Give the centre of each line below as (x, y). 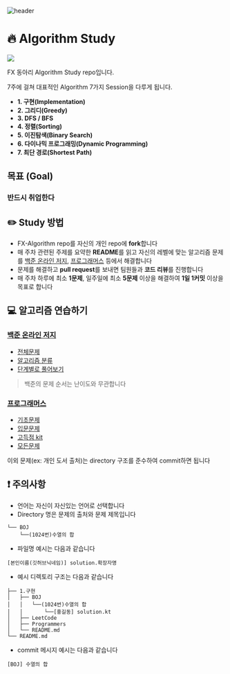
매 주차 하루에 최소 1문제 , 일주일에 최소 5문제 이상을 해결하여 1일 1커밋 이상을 (120, 278)
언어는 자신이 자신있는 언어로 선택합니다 (71, 505)
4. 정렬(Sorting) (39, 126)
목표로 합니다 (35, 287)
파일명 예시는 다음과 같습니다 (56, 548)
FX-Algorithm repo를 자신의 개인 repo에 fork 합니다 (87, 243)
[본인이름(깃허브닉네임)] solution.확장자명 (62, 563)
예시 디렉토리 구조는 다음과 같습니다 (65, 576)
